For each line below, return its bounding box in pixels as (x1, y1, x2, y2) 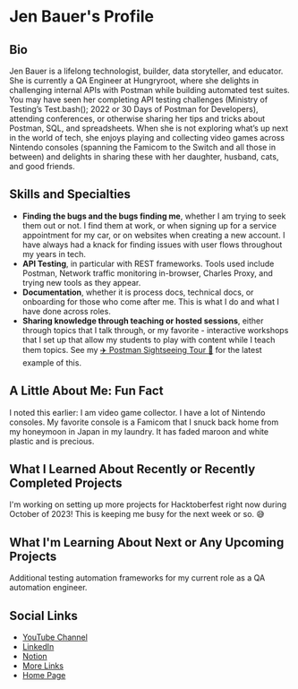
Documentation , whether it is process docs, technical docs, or (21, 287, 254, 297)
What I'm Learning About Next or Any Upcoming (9, 535, 285, 550)
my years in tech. (21, 248, 87, 259)
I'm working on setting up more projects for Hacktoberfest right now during (9, 499, 287, 510)
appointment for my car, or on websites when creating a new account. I (21, 229, 285, 240)
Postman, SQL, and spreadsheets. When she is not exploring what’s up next (9, 123, 289, 133)
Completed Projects (9, 476, 123, 491)
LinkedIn (21, 642, 55, 652)
